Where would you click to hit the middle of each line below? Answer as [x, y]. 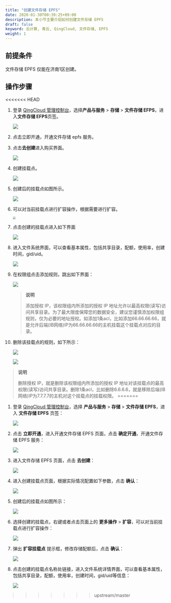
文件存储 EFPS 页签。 [39, 116]
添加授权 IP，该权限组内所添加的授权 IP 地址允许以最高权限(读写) [93, 305]
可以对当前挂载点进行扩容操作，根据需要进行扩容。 [66, 209]
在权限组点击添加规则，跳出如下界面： [53, 274]
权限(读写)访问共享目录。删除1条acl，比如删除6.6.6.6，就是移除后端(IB [92, 389]
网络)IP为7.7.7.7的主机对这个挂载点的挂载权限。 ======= [78, 396]
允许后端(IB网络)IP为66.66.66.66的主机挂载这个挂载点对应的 [93, 325]
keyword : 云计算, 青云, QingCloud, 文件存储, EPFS [57, 29]
